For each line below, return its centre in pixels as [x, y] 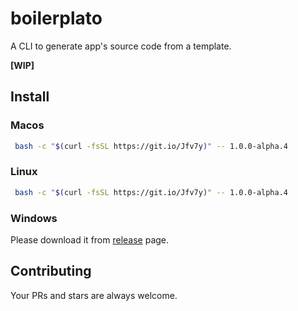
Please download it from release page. [90, 239]
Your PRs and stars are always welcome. [94, 295]
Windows [34, 218]
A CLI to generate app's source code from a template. [121, 46]
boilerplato [56, 18]
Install [30, 97]
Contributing [51, 271]
